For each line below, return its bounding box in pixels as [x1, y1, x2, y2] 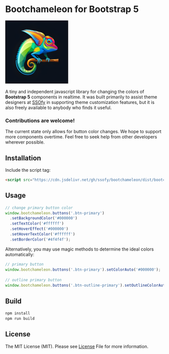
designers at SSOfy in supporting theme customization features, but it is [5, 99, 155, 105]
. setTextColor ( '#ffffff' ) [10, 221, 64, 226]
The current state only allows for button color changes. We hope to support [5, 129, 162, 135]
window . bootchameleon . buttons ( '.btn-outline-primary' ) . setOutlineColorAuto [5, 283, 167, 288]
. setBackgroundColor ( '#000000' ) [10, 216, 78, 221]
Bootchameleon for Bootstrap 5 [5, 4, 139, 15]
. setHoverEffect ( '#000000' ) [10, 226, 69, 231]
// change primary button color [5, 205, 73, 210]
